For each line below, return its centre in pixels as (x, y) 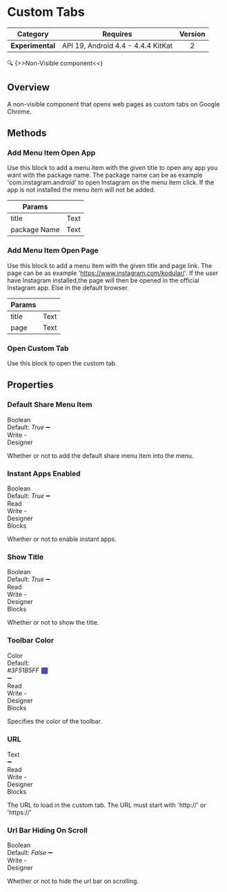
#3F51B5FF (23, 670)
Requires (117, 34)
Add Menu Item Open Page (53, 251)
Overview (29, 87)
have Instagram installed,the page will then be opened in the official (103, 280)
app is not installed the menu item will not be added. (81, 190)
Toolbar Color (30, 640)
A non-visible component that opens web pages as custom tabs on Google (113, 104)
